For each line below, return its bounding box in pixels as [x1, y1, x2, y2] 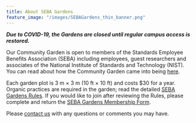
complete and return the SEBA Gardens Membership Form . [6, 98, 151, 105]
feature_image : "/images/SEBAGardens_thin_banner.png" [6, 14, 146, 20]
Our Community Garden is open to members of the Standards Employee [6, 48, 183, 56]
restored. [6, 37, 30, 44]
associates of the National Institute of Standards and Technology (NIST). [6, 61, 185, 69]
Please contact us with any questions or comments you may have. [6, 110, 169, 117]
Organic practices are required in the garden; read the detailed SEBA [6, 85, 175, 93]
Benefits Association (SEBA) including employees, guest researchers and [6, 55, 186, 62]
